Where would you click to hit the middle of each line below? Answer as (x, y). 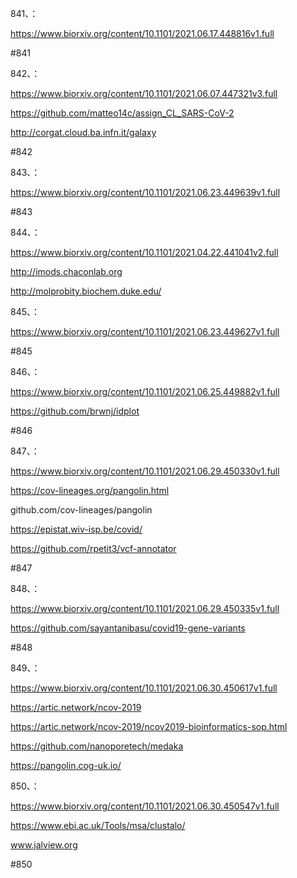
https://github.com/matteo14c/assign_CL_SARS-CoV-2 (122, 113)
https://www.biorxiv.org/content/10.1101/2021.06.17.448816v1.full (142, 33)
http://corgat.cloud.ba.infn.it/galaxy (83, 132)
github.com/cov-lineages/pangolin (81, 510)
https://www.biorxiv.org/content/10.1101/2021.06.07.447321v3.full (144, 93)
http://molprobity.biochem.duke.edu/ (86, 291)
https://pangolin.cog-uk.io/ (66, 765)
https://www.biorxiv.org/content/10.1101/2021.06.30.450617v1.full (144, 688)
